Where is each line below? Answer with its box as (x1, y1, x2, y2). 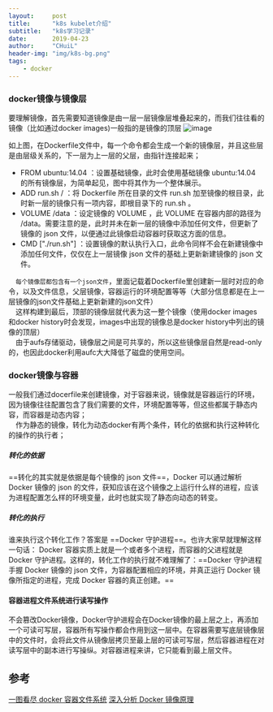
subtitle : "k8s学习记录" (8, 27, 95, 35)
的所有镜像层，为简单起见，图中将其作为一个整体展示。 (19, 178, 206, 188)
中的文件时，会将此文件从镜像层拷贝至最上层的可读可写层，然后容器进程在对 (8, 635, 265, 645)
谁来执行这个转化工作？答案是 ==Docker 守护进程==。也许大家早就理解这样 (8, 535, 262, 545)
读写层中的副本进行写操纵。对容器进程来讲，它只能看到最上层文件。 (8, 645, 236, 655)
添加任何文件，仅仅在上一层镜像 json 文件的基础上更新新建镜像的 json (19, 249, 254, 259)
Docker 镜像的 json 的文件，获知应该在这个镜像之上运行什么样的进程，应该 (8, 482, 259, 492)
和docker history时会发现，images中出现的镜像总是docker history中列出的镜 (8, 317, 265, 327)
